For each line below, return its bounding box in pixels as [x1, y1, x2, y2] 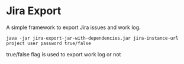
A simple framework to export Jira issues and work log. [6, 24, 141, 31]
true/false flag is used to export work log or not [6, 50, 121, 57]
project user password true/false [6, 40, 92, 46]
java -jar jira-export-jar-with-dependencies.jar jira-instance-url [6, 35, 179, 41]
